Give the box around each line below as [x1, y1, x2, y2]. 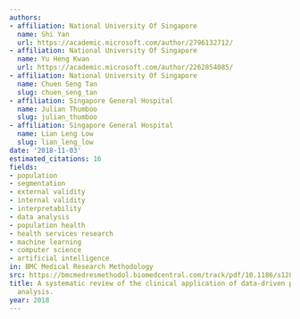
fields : [9, 163, 38, 172]
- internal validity [9, 196, 87, 206]
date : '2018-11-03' [9, 146, 82, 155]
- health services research [9, 229, 114, 238]
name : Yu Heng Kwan [17, 55, 90, 63]
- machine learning [9, 238, 82, 247]
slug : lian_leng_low [17, 138, 94, 147]
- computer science [9, 246, 82, 255]
